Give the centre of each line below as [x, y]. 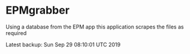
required [16, 33]
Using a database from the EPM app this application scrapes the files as [95, 27]
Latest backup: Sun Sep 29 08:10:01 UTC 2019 [63, 45]
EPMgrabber [38, 10]
